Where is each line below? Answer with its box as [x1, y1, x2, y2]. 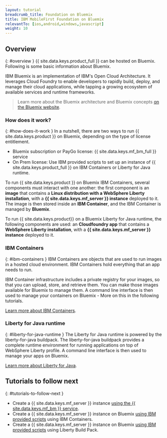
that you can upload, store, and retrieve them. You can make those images [5, 282, 158, 288]
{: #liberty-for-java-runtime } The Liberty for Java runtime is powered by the [5, 331, 162, 337]
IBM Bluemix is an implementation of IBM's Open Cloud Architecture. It [5, 73, 151, 79]
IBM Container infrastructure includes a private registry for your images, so [5, 276, 160, 282]
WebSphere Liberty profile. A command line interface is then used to [5, 347, 146, 353]
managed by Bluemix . [5, 206, 51, 212]
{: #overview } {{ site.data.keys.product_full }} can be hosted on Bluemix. [5, 58, 156, 64]
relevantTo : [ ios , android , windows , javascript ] [5, 21, 104, 27]
